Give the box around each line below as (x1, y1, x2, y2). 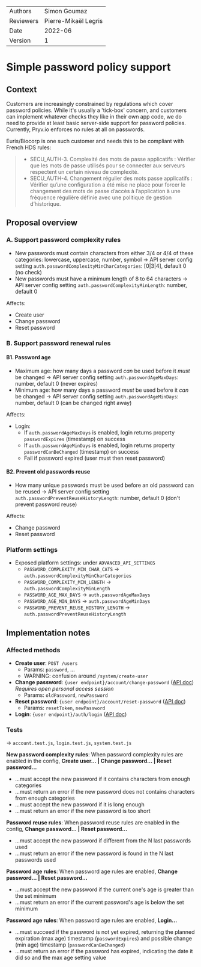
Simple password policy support (6, 60, 171, 74)
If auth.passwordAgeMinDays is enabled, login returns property (23, 442, 175, 449)
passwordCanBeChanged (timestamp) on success (23, 448, 139, 455)
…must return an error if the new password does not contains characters (14, 788, 195, 796)
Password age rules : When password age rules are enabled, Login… (6, 917, 178, 924)
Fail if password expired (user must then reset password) (23, 454, 166, 462)
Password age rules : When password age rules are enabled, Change (6, 868, 178, 875)
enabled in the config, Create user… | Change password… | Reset (6, 758, 172, 765)
